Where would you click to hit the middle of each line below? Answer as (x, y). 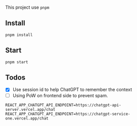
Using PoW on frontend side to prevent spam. (60, 95)
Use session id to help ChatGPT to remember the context (72, 90)
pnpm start (17, 62)
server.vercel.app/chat (30, 109)
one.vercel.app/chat (27, 118)
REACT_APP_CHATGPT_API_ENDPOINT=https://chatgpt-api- (63, 105)
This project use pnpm (27, 7)
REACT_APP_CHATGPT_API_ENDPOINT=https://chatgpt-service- (68, 114)
